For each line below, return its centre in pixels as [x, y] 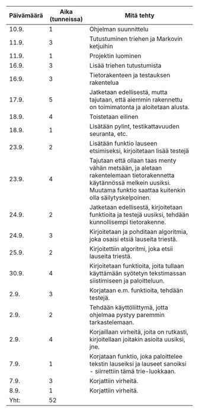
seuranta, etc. [109, 134]
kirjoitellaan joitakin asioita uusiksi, [137, 339]
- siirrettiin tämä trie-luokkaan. [133, 371]
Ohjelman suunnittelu [119, 29]
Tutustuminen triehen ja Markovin [136, 39]
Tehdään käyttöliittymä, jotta [129, 307]
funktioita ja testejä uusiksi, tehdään [139, 215]
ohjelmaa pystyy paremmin [127, 315]
